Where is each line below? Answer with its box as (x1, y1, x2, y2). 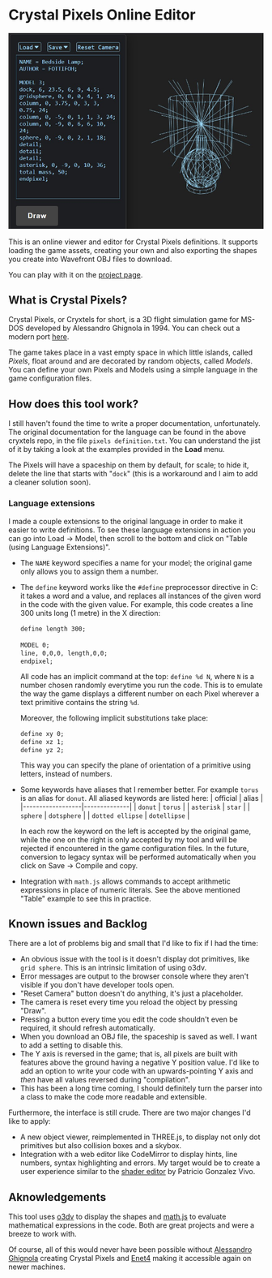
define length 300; (19, 625, 87, 633)
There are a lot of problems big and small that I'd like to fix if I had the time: (8, 939, 259, 949)
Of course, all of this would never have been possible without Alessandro (8, 1245, 253, 1254)
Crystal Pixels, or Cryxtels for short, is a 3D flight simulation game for (8, 315, 240, 325)
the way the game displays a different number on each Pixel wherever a (19, 688, 260, 699)
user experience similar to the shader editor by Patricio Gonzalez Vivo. (19, 1167, 256, 1177)
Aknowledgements (8, 1190, 107, 1204)
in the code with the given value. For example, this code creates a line (19, 599, 253, 609)
